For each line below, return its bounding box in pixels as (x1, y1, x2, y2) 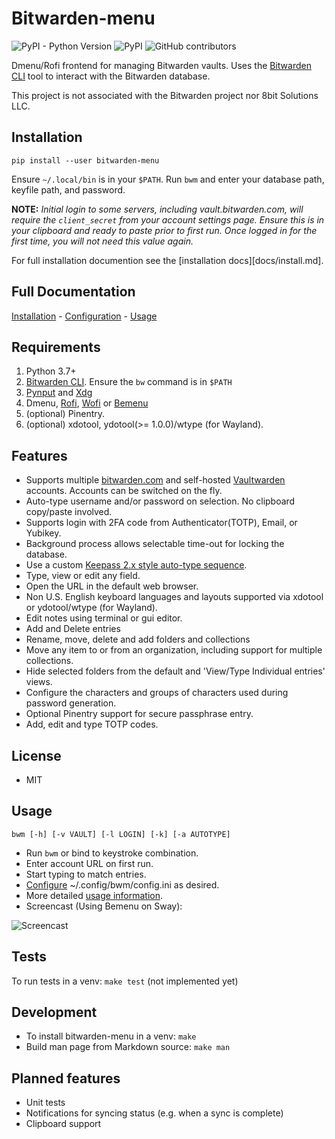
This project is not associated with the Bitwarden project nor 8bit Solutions (11, 89, 319, 101)
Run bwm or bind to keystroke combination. (25, 847, 199, 859)
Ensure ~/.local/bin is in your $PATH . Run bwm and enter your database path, (11, 173, 325, 185)
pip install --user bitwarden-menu (11, 155, 160, 166)
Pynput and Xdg (25, 387, 93, 399)
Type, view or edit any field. (25, 570, 141, 582)
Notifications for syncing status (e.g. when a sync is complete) (25, 1107, 284, 1119)
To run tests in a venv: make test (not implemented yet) (11, 975, 239, 987)
